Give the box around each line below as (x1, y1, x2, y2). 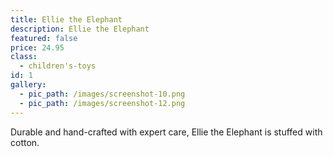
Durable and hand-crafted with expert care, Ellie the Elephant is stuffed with (10, 126, 323, 138)
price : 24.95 (10, 42, 65, 53)
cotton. (10, 136, 40, 148)
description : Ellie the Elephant (10, 24, 150, 34)
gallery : (10, 80, 47, 90)
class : (10, 52, 38, 62)
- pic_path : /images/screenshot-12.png (19, 98, 186, 108)
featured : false (10, 33, 78, 43)
